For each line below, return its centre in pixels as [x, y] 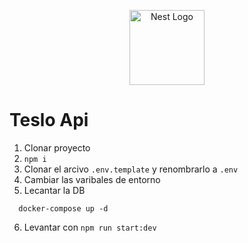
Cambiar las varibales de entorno [92, 179]
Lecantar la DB [54, 190]
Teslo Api [49, 120]
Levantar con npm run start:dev [90, 227]
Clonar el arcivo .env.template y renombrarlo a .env [131, 169]
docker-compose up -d [63, 208]
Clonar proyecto [57, 147]
